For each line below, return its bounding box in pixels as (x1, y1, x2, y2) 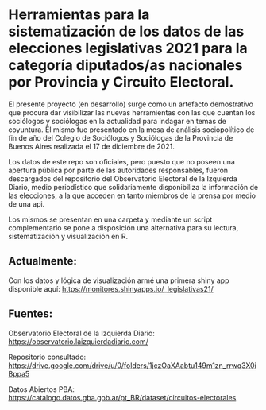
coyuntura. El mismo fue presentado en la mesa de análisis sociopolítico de (8, 125, 255, 134)
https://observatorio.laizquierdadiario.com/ (8, 336, 149, 346)
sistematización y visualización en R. (8, 231, 129, 241)
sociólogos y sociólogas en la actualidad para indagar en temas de (8, 116, 227, 126)
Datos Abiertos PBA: (8, 384, 75, 394)
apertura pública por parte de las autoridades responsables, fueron (8, 165, 229, 175)
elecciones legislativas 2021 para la (8, 40, 248, 57)
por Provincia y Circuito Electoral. (8, 73, 234, 91)
